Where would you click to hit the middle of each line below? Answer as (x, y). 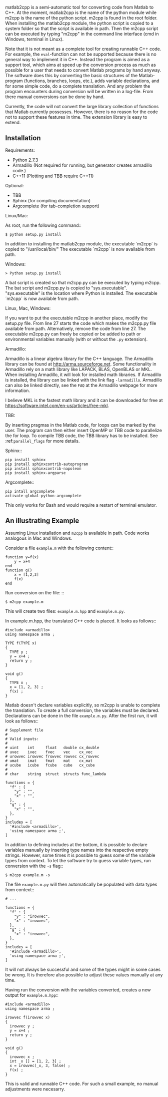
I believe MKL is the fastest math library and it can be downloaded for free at (84, 400)
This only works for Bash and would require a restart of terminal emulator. (81, 505)
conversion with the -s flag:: (34, 866)
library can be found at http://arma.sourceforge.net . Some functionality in (81, 364)
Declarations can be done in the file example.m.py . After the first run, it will (81, 715)
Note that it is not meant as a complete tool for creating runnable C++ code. (83, 49)
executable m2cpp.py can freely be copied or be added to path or (73, 334)
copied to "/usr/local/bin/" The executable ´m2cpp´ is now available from (80, 249)
